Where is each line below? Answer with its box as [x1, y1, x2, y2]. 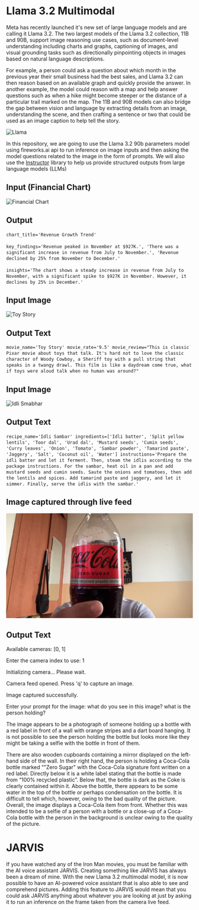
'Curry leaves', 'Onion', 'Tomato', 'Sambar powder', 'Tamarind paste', [6, 446, 190, 451]
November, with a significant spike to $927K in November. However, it [6, 273, 187, 279]
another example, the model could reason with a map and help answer [6, 85, 178, 92]
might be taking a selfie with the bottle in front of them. [6, 739, 140, 746]
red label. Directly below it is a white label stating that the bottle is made [6, 770, 182, 777]
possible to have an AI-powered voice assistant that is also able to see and [6, 879, 188, 886]
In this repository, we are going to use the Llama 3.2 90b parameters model [6, 140, 190, 147]
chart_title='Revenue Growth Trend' [6, 232, 97, 238]
